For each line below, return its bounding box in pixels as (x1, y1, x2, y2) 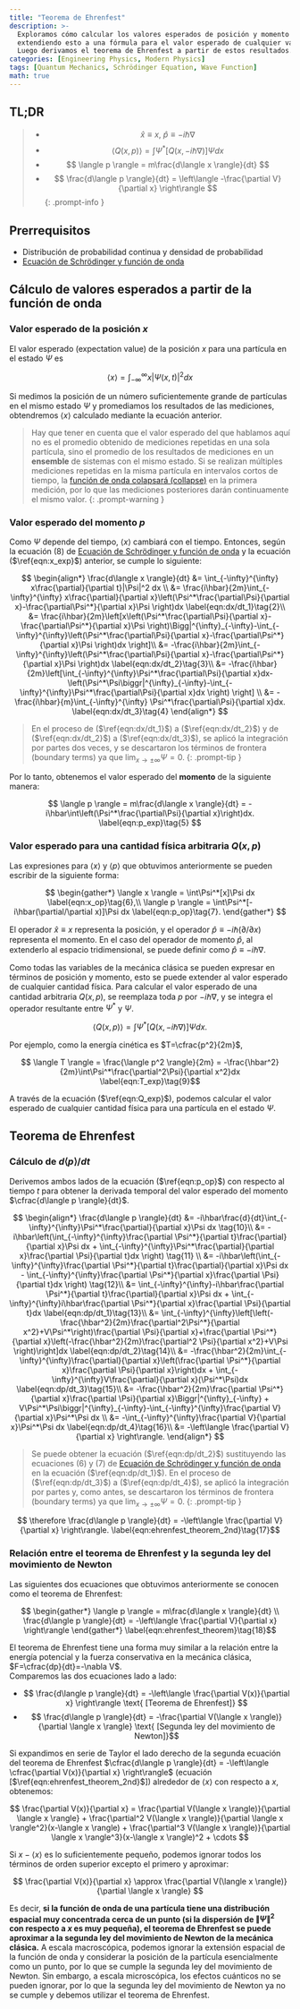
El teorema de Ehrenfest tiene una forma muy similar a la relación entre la (9, 1642, 279, 1653)
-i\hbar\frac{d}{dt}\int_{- (196, 1212, 287, 1223)
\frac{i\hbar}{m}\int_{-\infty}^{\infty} (14, 697, 148, 707)
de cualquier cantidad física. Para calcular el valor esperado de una (9, 981, 257, 992)
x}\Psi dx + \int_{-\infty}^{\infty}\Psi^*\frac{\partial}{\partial (56, 1241, 275, 1252)
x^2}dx (214, 1066, 241, 1077)
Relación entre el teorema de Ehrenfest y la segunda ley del (9, 1547, 271, 1560)
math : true (9, 72, 50, 81)
